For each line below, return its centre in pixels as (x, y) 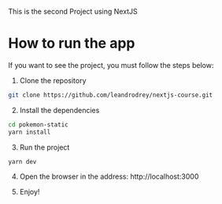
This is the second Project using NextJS (73, 11)
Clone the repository (53, 80)
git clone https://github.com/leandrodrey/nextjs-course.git (111, 95)
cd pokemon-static (38, 125)
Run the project (44, 147)
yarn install (30, 132)
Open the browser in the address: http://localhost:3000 (109, 176)
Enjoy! (30, 192)
